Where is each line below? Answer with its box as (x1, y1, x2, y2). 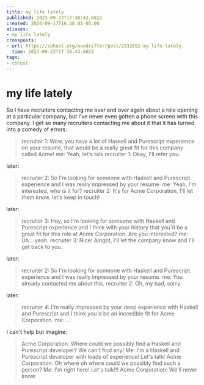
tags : (6, 54, 20, 60)
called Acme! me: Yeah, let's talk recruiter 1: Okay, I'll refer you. (21, 151, 180, 158)
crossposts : (6, 37, 37, 43)
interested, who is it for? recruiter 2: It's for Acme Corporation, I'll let (21, 187, 194, 195)
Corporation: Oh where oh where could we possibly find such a (21, 359, 181, 367)
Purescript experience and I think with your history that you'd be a (21, 224, 188, 231)
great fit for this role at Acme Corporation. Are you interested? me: (21, 230, 188, 238)
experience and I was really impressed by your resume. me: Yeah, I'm (21, 181, 197, 188)
